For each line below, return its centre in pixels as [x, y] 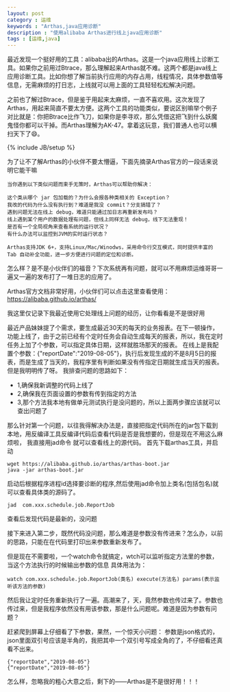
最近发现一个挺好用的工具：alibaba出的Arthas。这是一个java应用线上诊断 [110, 60]
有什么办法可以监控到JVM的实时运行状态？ [57, 234]
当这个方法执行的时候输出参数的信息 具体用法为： [77, 565]
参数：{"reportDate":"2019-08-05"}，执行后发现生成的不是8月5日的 [115, 354]
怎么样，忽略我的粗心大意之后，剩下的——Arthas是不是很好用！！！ [103, 682]
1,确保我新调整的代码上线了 [55, 385]
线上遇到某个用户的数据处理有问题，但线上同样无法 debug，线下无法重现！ [98, 220]
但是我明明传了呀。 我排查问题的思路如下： [68, 371]
